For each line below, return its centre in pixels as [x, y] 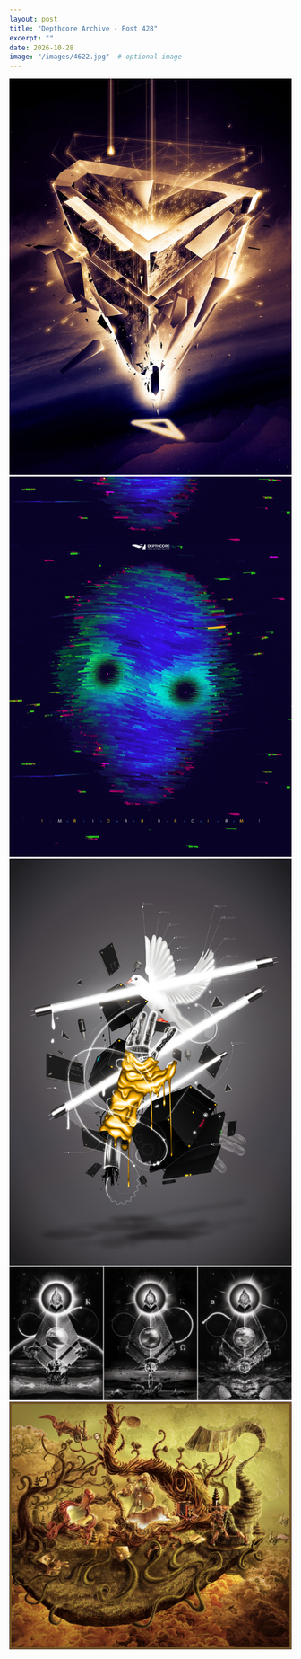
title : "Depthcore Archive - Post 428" [84, 28]
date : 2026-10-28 [42, 48]
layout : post [34, 19]
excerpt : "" [31, 38]
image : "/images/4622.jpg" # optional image [95, 57]
